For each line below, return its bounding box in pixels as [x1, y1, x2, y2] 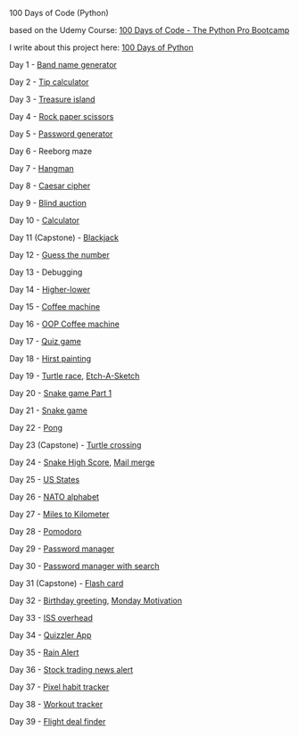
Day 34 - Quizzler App [9, 630, 92, 641]
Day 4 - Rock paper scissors [9, 112, 114, 121]
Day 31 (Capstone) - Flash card [9, 578, 124, 588]
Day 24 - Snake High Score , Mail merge [9, 457, 155, 467]
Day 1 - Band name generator [9, 60, 118, 70]
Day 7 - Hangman [9, 163, 74, 173]
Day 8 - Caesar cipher [9, 180, 91, 191]
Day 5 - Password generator [9, 128, 113, 139]
